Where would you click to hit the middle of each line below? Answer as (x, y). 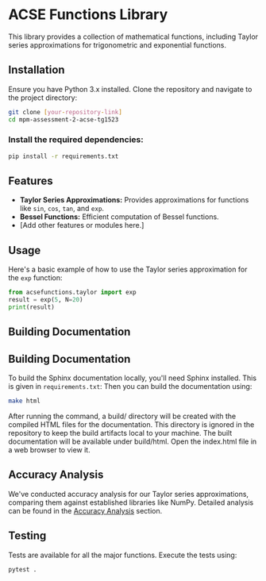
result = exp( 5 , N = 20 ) (46, 300)
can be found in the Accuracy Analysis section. (85, 510)
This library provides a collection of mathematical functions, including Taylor (133, 37)
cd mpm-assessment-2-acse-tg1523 (64, 119)
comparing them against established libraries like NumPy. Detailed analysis (131, 502)
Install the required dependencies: (76, 140)
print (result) (32, 307)
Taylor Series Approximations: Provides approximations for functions (134, 200)
